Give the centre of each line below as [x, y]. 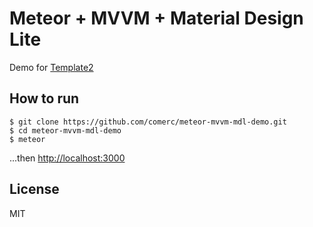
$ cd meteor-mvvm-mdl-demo [65, 130]
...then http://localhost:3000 [67, 158]
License [34, 189]
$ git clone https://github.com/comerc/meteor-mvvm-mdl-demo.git [148, 122]
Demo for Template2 [51, 67]
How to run [44, 98]
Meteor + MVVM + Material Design [156, 18]
